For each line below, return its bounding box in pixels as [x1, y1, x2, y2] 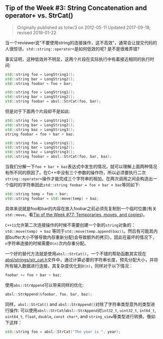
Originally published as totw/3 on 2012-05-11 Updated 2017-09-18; [17, 24, 151, 30]
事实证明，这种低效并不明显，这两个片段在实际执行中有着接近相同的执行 [5, 56, 150, 62]
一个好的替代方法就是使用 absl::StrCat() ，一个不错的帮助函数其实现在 [5, 251, 147, 257]
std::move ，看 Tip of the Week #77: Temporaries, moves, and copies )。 [5, 212, 147, 218]
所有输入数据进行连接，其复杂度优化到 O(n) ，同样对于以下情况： [5, 263, 133, 269]
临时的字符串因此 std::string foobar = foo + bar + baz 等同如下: [9, 182, 140, 188]
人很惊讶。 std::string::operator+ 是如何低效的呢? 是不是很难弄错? [5, 46, 140, 52]
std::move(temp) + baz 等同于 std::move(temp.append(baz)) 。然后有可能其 [5, 228, 154, 234]
